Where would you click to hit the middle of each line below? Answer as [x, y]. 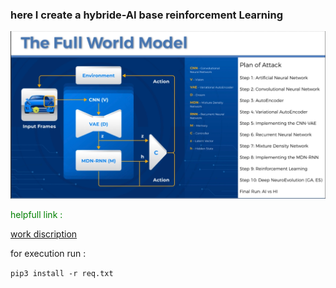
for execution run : [48, 253]
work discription [44, 234]
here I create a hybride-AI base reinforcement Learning [147, 15]
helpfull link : [36, 214]
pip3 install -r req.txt [62, 273]
